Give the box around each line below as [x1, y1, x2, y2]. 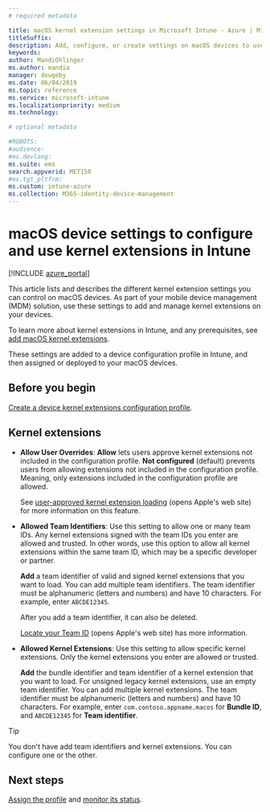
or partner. [19, 555, 55, 565]
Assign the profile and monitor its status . [8, 794, 143, 805]
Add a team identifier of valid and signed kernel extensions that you [19, 571, 245, 580]
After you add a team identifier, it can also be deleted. [19, 612, 198, 622]
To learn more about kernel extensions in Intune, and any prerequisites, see [8, 325, 259, 335]
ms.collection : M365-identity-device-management [8, 190, 174, 198]
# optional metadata [8, 123, 78, 131]
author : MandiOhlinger [8, 56, 84, 64]
